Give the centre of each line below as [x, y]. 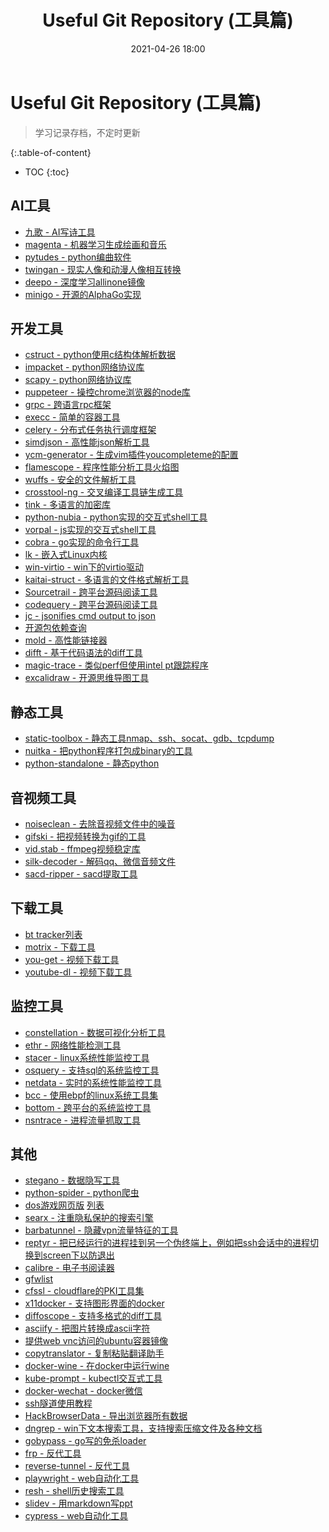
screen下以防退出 [78, 1255]
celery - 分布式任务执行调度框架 [90, 430]
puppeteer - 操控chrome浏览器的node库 [107, 392]
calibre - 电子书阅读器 [69, 1268]
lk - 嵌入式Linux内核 [66, 555]
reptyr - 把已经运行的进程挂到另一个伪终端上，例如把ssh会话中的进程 [167, 1243]
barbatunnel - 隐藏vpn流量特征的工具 [101, 1230]
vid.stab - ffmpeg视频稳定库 [82, 848]
